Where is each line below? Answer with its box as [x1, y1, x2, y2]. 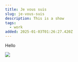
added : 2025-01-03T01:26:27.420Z [5, 29, 73, 34]
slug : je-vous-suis [5, 12, 45, 16]
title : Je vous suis [5, 7, 47, 12]
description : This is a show [5, 16, 64, 21]
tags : [5, 20, 16, 25]
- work [9, 25, 23, 30]
